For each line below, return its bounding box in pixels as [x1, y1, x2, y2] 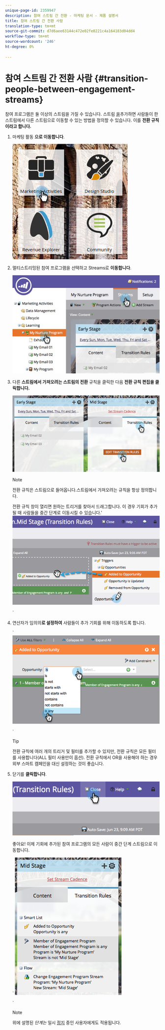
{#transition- [94, 73, 148, 84]
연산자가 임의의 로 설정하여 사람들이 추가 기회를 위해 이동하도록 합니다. [12, 620, 146, 626]
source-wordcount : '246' [5, 39, 56, 44]
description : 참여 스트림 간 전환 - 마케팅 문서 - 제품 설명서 [5, 13, 119, 18]
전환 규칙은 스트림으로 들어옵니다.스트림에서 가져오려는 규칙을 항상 [12, 487, 140, 493]
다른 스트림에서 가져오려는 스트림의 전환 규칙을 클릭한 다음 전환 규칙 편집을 [12, 379, 155, 385]
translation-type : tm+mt [5, 24, 56, 29]
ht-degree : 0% [5, 44, 34, 49]
